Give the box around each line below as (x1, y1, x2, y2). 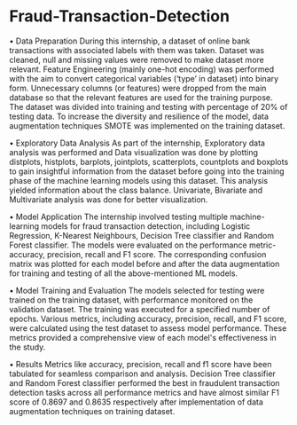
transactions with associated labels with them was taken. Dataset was (9, 44, 264, 55)
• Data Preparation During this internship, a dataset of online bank (9, 35, 251, 46)
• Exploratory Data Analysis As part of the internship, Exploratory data (9, 138, 266, 148)
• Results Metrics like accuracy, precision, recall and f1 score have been (9, 358, 272, 369)
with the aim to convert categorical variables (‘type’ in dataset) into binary (9, 73, 279, 83)
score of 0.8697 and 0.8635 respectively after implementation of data (9, 397, 264, 407)
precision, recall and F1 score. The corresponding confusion (47, 248, 267, 259)
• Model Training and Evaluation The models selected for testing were (9, 285, 265, 295)
